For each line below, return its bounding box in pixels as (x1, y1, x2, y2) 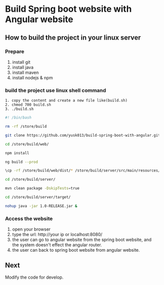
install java (12, 64, 34, 70)
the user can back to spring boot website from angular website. (12, 247, 140, 253)
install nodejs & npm (12, 74, 53, 80)
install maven (12, 70, 39, 75)
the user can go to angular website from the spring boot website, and (12, 237, 152, 243)
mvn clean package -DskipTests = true (5, 186, 80, 191)
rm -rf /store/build (5, 124, 47, 129)
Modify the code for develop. (5, 274, 63, 280)
